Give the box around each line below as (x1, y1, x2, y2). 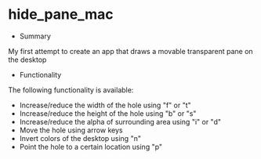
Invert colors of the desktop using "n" (19, 133, 141, 143)
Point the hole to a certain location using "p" (19, 142, 163, 151)
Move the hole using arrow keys (19, 125, 123, 135)
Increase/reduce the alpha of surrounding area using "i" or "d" (19, 117, 222, 126)
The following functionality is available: (8, 85, 134, 95)
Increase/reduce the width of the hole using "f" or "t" (19, 100, 192, 110)
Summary (19, 31, 51, 41)
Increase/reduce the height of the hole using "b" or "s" (19, 108, 197, 118)
